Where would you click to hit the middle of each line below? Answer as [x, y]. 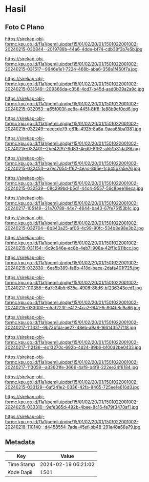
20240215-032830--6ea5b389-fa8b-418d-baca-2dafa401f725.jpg [73, 268]
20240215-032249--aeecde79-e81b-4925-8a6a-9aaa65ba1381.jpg [73, 129]
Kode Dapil [20, 472]
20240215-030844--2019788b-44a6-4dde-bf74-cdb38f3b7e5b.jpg [74, 49]
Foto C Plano [25, 27]
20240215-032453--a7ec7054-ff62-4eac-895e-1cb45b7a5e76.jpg [73, 168]
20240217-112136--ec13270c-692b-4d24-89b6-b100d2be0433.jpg [73, 347]
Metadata [20, 442]
